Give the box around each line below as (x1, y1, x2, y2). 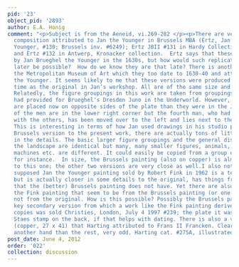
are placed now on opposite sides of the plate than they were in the (14, 103, 228, 110)
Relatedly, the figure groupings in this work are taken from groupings (14, 90, 234, 97)
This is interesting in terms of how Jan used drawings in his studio (14, 122, 228, 130)
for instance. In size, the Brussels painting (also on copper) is (14, 156, 221, 164)
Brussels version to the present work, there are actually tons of (14, 130, 218, 137)
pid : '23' (7, 10, 37, 18)
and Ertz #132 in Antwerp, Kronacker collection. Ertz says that (14, 51, 215, 58)
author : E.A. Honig (7, 23, 65, 31)
